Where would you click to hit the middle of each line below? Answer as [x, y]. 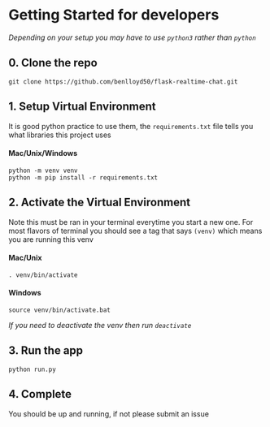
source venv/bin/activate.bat [60, 310]
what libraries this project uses [60, 135]
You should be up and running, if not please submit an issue [109, 414]
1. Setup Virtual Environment [82, 107]
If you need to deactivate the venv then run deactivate [100, 325]
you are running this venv [51, 239]
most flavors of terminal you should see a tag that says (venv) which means [135, 231]
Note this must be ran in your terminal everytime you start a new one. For [131, 222]
